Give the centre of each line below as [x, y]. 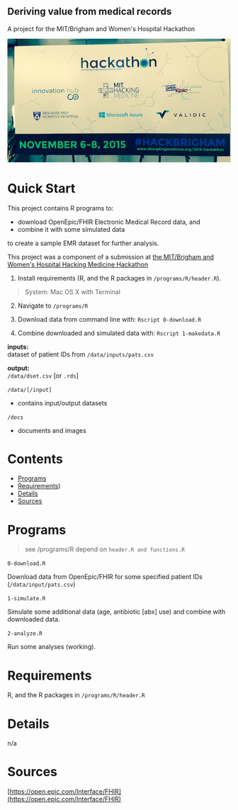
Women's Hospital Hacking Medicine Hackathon [78, 264]
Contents [35, 459]
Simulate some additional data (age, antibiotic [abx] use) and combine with [116, 612]
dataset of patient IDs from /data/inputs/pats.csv [81, 354]
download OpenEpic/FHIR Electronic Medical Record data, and [109, 222]
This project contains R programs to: [61, 208]
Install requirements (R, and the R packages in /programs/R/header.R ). [119, 278]
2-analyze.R [25, 634]
